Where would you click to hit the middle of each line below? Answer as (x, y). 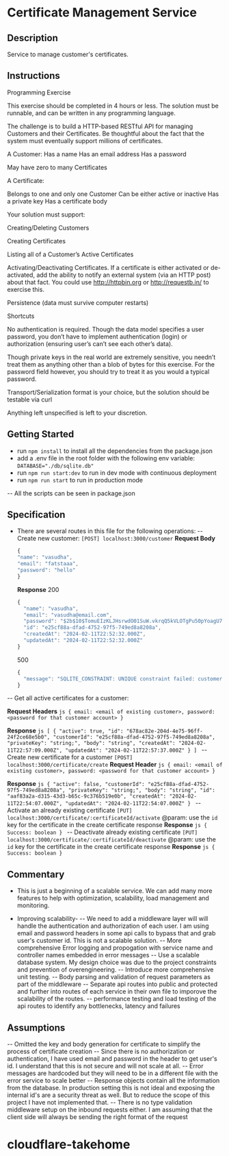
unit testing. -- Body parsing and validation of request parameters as (113, 977)
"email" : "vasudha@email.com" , (68, 615)
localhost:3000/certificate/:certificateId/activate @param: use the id (112, 817)
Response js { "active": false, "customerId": (76, 784)
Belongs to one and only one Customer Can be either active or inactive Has (113, 194)
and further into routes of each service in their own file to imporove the (117, 992)
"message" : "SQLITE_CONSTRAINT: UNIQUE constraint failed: (109, 679)
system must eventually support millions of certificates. (85, 140)
